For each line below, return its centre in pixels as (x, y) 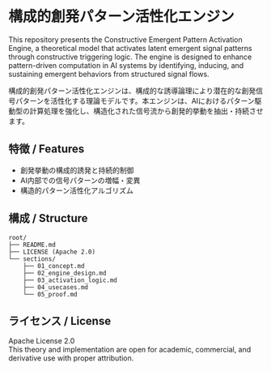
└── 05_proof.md (51, 294)
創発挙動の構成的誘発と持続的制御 (77, 170)
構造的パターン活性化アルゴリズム (76, 190)
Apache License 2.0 (42, 341)
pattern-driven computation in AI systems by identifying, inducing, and (126, 65)
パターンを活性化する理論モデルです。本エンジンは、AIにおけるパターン (135, 100)
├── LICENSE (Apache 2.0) (52, 252)
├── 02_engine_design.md (65, 273)
